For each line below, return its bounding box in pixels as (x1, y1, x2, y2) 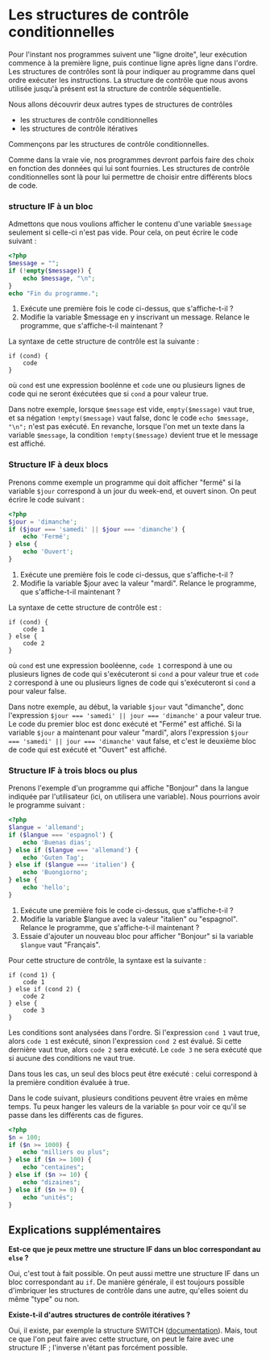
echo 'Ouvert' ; (23, 548, 74, 556)
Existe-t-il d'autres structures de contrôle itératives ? (8, 1310, 191, 1320)
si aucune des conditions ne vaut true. (8, 1053, 135, 1062)
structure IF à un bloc (8, 200, 93, 211)
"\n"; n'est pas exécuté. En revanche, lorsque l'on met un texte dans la (8, 422, 245, 432)
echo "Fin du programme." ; (8, 289, 99, 298)
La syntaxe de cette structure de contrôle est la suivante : (8, 336, 200, 346)
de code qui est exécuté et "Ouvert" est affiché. (8, 745, 168, 754)
